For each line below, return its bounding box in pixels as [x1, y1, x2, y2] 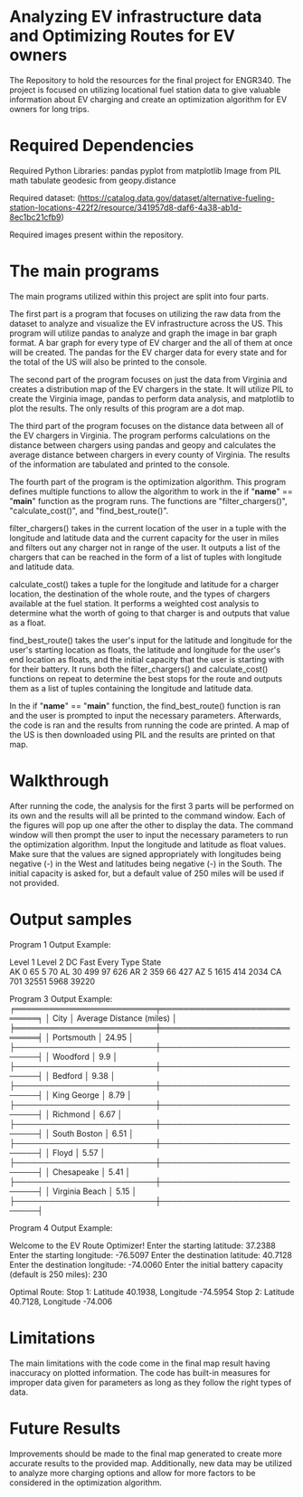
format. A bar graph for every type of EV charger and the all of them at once [9, 337, 293, 348]
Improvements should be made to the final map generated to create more [9, 1448, 282, 1459]
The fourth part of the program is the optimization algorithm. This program [9, 476, 287, 487]
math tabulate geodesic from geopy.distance [9, 175, 176, 186]
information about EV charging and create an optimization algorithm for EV [9, 93, 288, 105]
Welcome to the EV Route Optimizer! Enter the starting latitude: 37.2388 [9, 1240, 276, 1251]
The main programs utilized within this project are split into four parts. [9, 291, 269, 301]
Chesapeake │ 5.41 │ [52, 1166, 131, 1178]
